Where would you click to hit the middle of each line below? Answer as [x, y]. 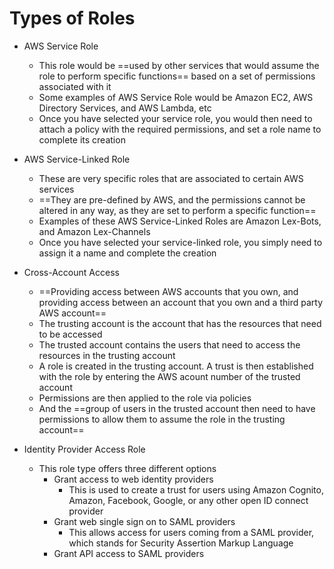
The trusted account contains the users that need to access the [169, 344]
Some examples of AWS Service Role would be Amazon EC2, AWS [176, 97]
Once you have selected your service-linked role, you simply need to [180, 242]
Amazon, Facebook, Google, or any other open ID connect [188, 500]
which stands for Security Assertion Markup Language [181, 543]
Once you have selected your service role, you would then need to [175, 118]
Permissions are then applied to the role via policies [145, 398]
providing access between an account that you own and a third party [180, 302]
